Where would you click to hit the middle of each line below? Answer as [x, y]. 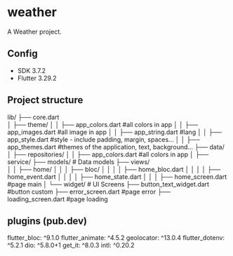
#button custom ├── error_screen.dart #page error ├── [89, 191]
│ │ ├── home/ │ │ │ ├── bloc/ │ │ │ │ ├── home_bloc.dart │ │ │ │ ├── [114, 169]
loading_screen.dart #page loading [58, 199]
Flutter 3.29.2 [37, 78]
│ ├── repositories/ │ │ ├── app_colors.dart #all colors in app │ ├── [108, 154]
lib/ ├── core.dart [33, 117]
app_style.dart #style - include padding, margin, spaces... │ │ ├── [104, 139]
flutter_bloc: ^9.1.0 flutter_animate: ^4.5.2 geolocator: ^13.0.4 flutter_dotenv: [116, 238]
